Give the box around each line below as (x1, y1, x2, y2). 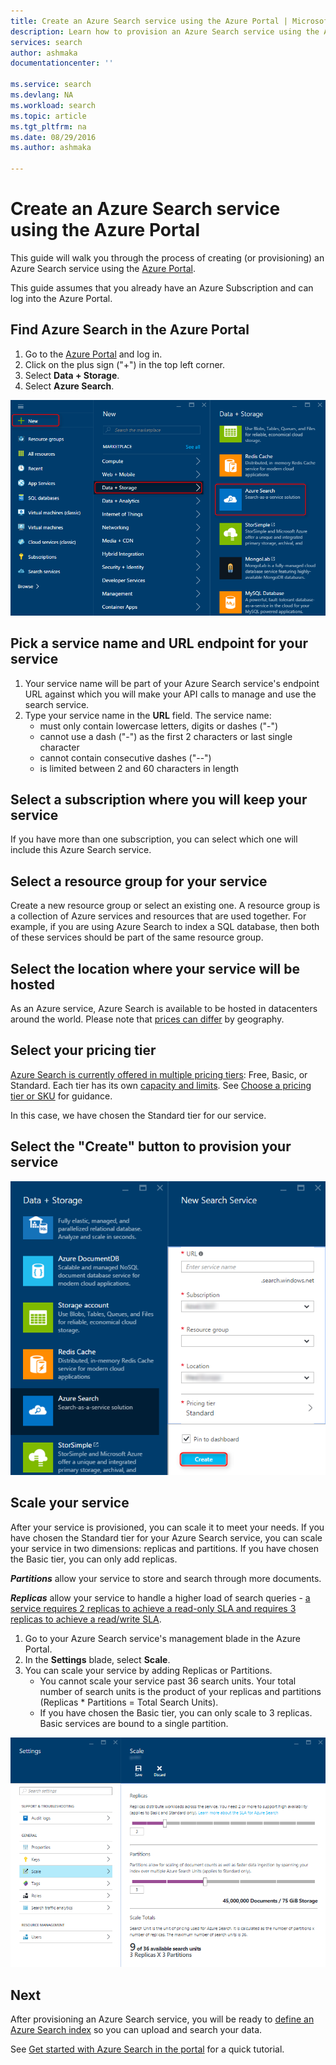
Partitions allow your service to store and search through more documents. (10, 1572, 322, 1584)
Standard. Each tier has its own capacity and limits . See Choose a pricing (10, 1079, 312, 1091)
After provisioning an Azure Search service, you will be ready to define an (10, 2013, 315, 2025)
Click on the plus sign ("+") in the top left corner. (24, 358, 226, 370)
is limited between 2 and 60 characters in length (39, 762, 240, 774)
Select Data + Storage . (24, 369, 120, 381)
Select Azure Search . (24, 380, 115, 392)
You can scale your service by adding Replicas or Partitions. (24, 1664, 273, 1676)
